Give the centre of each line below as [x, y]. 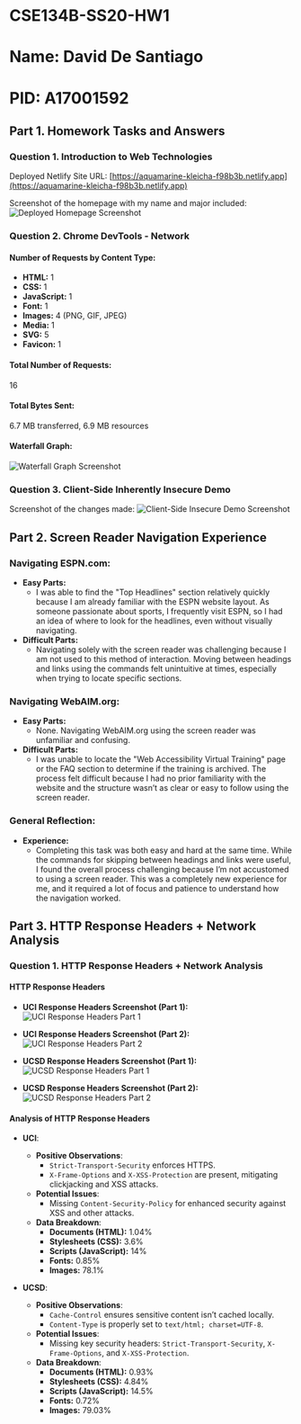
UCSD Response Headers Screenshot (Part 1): [110, 1061]
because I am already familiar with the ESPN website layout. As [152, 601]
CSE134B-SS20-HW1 [90, 16]
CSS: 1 [35, 287]
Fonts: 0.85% [75, 1261]
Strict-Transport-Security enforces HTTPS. [132, 1165]
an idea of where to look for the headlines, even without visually [154, 621]
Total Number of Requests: [61, 364]
